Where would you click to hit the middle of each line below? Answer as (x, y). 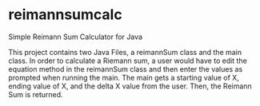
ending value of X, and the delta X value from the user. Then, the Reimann (130, 86)
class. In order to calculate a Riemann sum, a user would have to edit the (128, 61)
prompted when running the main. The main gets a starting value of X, (124, 77)
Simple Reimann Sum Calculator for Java (75, 37)
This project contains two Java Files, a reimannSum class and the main (125, 52)
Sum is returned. (36, 94)
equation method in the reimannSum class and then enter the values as (126, 69)
